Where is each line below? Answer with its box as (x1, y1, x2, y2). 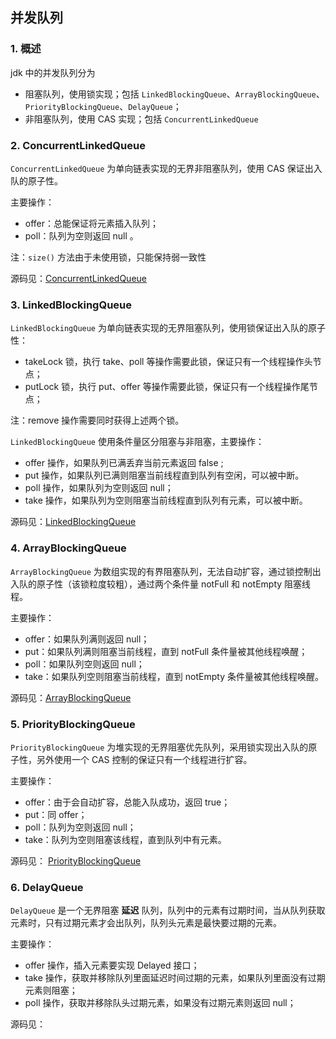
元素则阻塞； (24, 984, 78, 997)
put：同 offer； (24, 808, 88, 820)
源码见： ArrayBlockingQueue (10, 691, 132, 703)
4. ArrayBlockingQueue (10, 541, 127, 555)
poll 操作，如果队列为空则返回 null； (24, 482, 174, 494)
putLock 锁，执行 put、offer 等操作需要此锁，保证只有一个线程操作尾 (24, 381, 310, 393)
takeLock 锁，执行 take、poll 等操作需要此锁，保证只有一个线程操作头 (24, 356, 313, 368)
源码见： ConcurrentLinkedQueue (10, 272, 147, 284)
